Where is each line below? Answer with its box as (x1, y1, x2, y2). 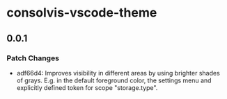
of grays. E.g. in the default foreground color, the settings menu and (16, 76, 212, 84)
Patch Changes (6, 53, 60, 63)
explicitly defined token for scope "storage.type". (16, 83, 158, 91)
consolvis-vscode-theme (6, 5, 157, 21)
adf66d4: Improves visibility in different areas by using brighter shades (16, 69, 220, 77)
